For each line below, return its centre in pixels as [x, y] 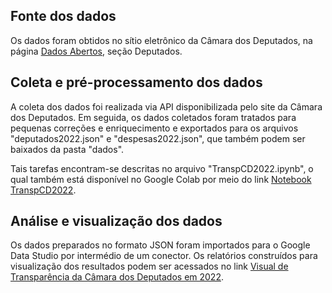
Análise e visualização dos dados [116, 221]
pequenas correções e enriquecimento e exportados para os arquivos [154, 128]
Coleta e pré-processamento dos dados [136, 82]
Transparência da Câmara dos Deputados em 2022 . [117, 277]
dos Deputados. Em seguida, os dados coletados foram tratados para [153, 117]
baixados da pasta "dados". [67, 149]
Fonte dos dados [63, 16]
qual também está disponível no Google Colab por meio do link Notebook [161, 179]
